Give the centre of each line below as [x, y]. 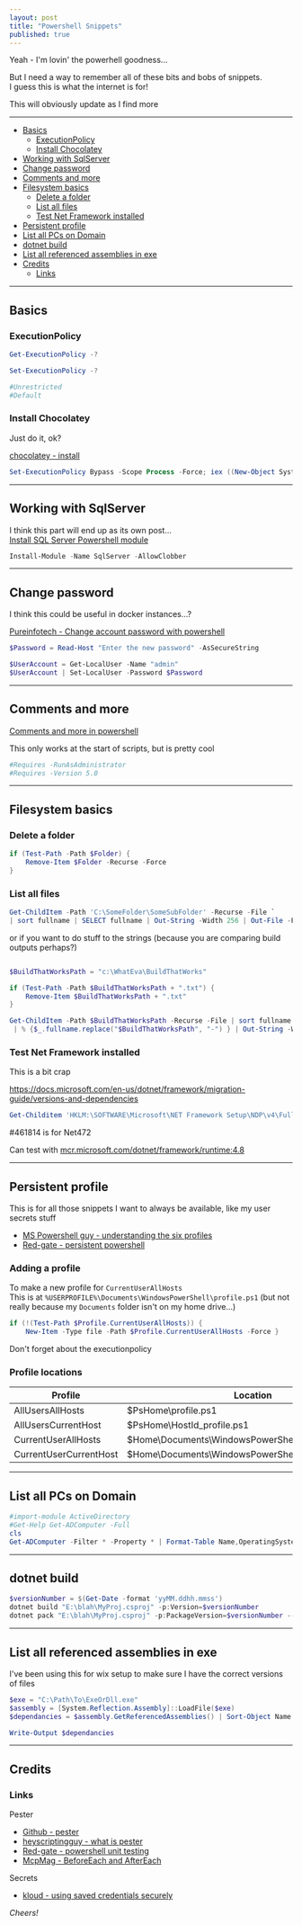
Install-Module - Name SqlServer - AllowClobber [98, 556]
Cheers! [24, 1913]
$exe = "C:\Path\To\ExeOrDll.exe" [74, 1700]
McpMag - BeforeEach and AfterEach [92, 1861]
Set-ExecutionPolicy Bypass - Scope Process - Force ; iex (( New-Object [142, 472]
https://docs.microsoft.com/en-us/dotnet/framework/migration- [127, 1089]
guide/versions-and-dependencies [74, 1099]
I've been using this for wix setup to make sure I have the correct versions [146, 1673]
